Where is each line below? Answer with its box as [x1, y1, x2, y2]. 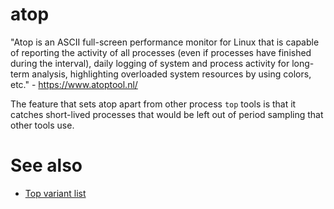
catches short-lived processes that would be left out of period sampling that [10, 108, 324, 120]
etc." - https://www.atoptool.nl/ [10, 78, 138, 90]
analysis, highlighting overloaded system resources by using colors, [31, 68, 312, 80]
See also [10, 154, 83, 177]
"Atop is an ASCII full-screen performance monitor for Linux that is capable [10, 36, 320, 48]
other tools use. [10, 119, 75, 131]
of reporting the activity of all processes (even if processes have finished [10, 46, 312, 58]
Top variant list [24, 187, 87, 199]
